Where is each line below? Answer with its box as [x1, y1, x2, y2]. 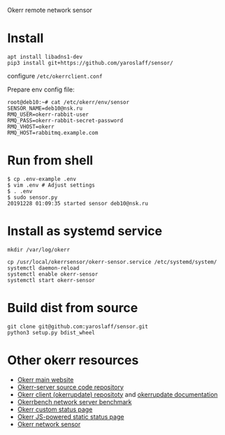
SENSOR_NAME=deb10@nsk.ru [7, 105, 82, 112]
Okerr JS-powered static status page [17, 412, 124, 421]
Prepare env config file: [7, 85, 75, 94]
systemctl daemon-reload [7, 265, 80, 272]
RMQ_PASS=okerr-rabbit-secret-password [7, 117, 124, 124]
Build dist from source [7, 300, 138, 316]
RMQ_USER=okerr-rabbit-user [7, 111, 89, 118]
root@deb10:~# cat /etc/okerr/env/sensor [7, 98, 130, 105]
